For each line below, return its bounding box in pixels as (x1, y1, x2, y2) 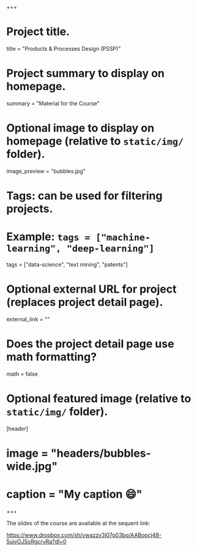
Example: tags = (6, 230, 91, 244)
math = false (6, 370, 38, 377)
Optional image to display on (6, 121, 155, 135)
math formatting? (6, 350, 97, 364)
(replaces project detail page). (6, 295, 163, 309)
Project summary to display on (6, 67, 165, 80)
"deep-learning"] (66, 243, 155, 255)
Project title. (6, 25, 70, 39)
